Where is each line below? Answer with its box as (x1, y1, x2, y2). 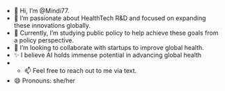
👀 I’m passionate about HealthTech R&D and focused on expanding (13, 14, 207, 22)
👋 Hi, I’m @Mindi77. (13, 7, 70, 15)
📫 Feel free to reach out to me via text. (24, 67, 137, 74)
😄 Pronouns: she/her (13, 76, 75, 85)
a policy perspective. (13, 36, 75, 44)
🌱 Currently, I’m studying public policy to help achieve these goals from (13, 28, 219, 37)
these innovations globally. (13, 22, 91, 29)
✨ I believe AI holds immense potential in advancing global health (13, 51, 202, 59)
